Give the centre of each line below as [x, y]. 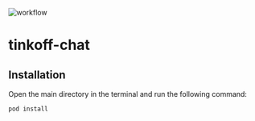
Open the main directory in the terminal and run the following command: [128, 94]
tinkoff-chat [49, 45]
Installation [37, 75]
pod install [28, 109]
